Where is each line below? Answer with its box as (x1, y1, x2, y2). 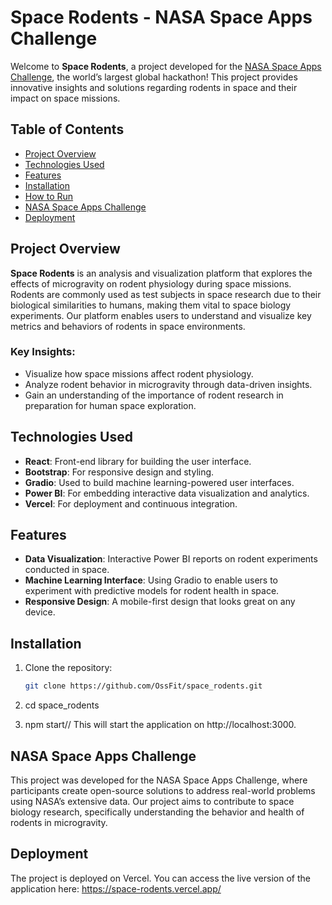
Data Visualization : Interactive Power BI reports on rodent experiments (24, 553, 318, 565)
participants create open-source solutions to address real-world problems (10, 784, 316, 796)
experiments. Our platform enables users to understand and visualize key (10, 309, 312, 321)
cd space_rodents (24, 699, 100, 711)
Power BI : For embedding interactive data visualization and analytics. (24, 487, 310, 499)
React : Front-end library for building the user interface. (24, 455, 252, 467)
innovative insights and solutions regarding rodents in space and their (10, 81, 298, 93)
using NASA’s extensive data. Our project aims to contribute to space (10, 795, 295, 807)
